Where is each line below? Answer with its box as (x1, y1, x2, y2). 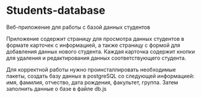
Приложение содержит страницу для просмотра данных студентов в (6, 35, 185, 42)
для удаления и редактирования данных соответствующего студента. (6, 54, 187, 61)
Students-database (6, 4, 106, 17)
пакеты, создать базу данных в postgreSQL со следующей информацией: (6, 72, 195, 79)
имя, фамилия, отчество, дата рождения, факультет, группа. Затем (6, 79, 178, 86)
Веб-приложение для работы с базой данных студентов (6, 23, 151, 31)
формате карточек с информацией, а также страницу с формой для (6, 41, 181, 49)
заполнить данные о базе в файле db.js (6, 85, 107, 92)
